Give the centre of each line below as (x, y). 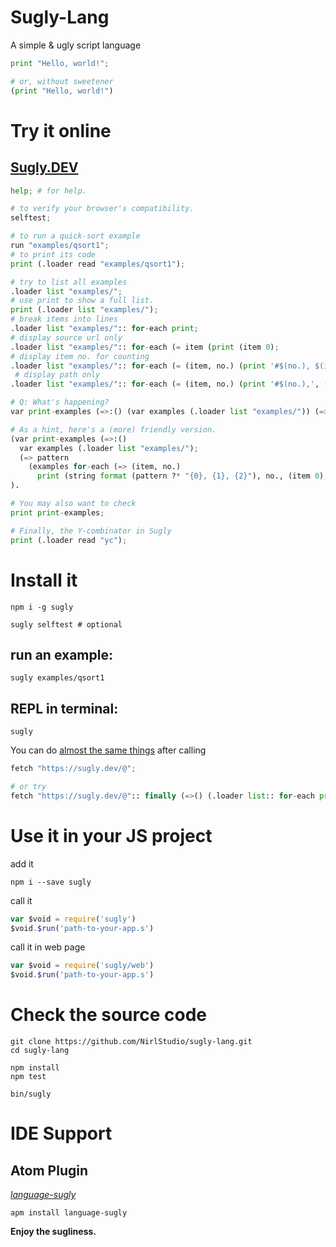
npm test (28, 1077)
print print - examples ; (57, 512)
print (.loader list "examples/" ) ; (84, 310)
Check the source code (109, 1015)
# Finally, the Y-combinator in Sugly (91, 531)
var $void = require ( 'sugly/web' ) (82, 966)
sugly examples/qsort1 (57, 678)
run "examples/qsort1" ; (60, 246)
